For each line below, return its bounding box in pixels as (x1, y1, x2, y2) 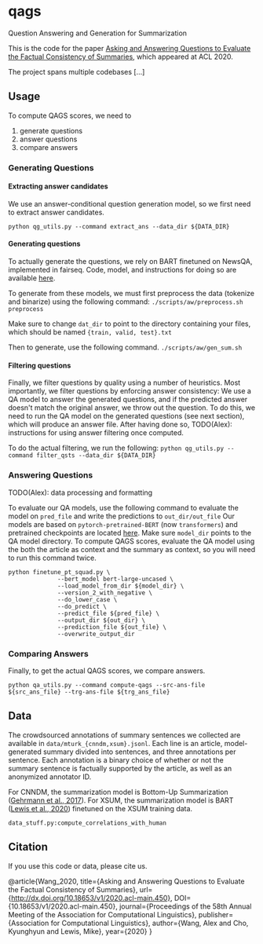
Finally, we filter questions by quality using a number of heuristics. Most (8, 378, 241, 387)
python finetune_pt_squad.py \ (8, 568, 111, 576)
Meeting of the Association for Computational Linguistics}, (8, 909, 197, 919)
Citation (8, 840, 49, 854)
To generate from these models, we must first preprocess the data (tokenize (8, 289, 255, 298)
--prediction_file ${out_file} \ (57, 623, 167, 631)
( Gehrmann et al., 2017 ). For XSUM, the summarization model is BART (8, 796, 234, 805)
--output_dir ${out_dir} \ (57, 616, 146, 624)
